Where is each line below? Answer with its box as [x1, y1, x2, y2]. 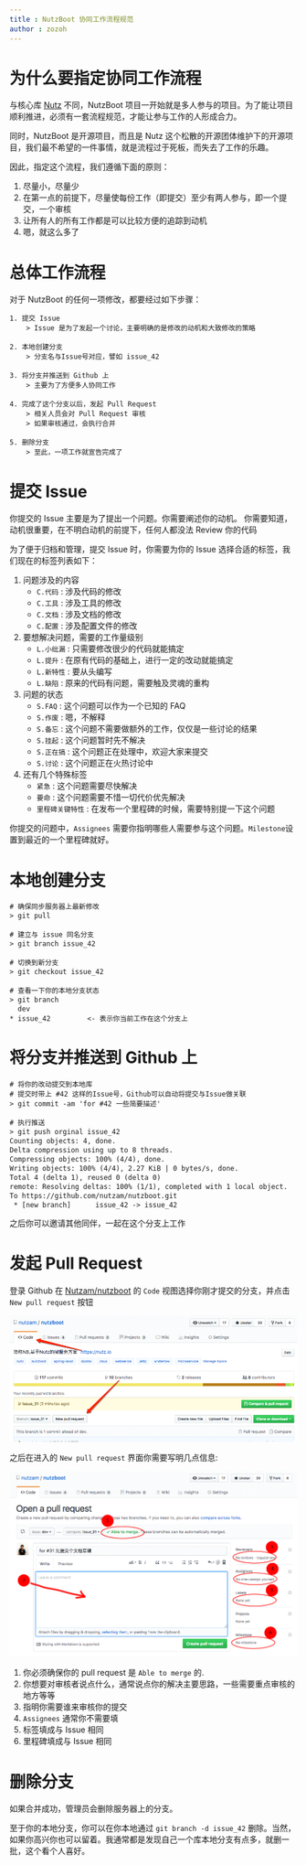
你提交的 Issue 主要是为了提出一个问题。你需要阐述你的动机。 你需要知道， [9, 513, 292, 524]
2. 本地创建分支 [9, 343, 63, 352]
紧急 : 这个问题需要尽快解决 [36, 780, 138, 791]
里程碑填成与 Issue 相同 [22, 1736, 112, 1747]
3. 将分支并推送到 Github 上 [9, 371, 110, 381]
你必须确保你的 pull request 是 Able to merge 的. [22, 1667, 205, 1678]
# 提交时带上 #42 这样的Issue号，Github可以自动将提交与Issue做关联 [9, 1089, 247, 1099]
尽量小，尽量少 [22, 181, 79, 192]
